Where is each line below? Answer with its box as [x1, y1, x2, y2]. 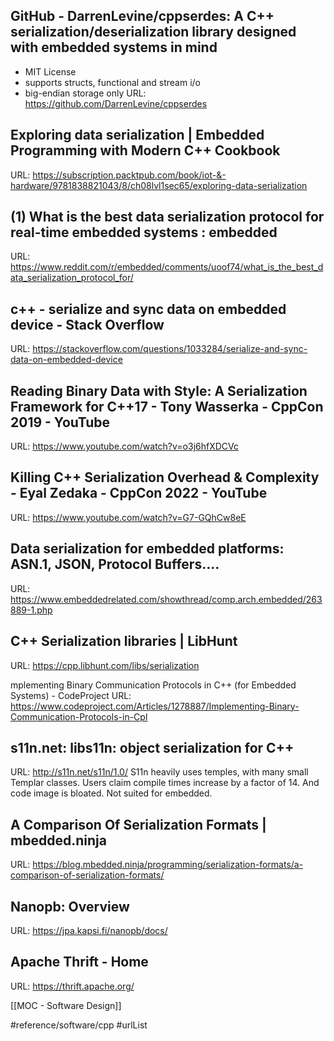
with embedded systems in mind [10, 39, 218, 56]
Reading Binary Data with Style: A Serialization [10, 382, 308, 399]
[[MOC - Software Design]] [10, 999, 122, 1011]
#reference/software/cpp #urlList [10, 1019, 148, 1031]
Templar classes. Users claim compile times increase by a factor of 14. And [10, 777, 320, 789]
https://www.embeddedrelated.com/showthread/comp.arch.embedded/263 [10, 593, 323, 605]
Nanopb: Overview [10, 898, 130, 915]
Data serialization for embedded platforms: [10, 540, 285, 558]
